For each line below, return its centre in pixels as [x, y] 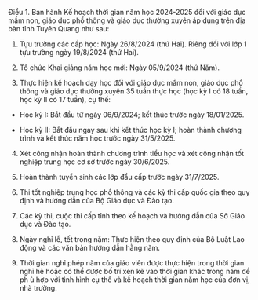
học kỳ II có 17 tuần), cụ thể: [65, 99]
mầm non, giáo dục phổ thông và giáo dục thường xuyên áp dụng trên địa [127, 20]
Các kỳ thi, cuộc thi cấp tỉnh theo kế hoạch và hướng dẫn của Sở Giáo [132, 216]
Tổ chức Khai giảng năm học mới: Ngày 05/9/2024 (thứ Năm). [119, 68]
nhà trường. [38, 288]
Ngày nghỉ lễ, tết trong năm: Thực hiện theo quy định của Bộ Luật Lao [132, 239]
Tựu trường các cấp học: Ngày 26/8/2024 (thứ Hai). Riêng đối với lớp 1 [133, 44]
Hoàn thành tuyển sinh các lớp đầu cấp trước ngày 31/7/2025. [119, 177]
